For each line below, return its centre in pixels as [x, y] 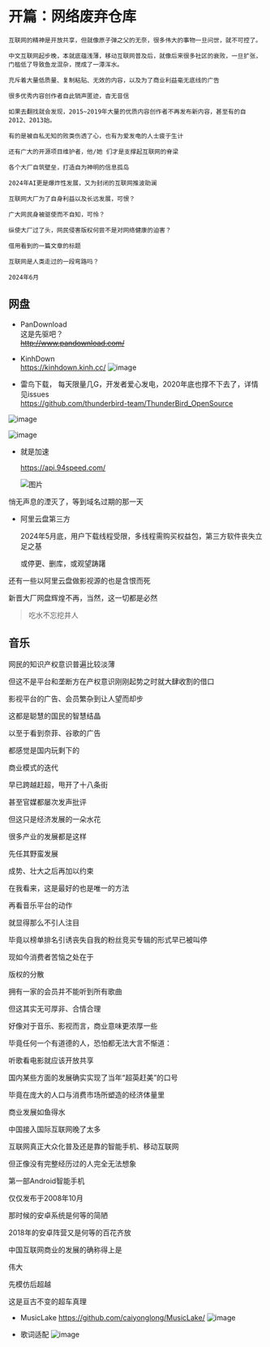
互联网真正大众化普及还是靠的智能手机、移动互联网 [94, 1146]
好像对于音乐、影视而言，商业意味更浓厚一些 [83, 1025]
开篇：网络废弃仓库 [73, 17]
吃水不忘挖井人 [53, 615]
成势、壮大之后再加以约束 [51, 870]
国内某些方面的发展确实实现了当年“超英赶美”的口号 [93, 1077]
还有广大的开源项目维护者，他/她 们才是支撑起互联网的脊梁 [94, 152]
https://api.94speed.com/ [63, 468]
